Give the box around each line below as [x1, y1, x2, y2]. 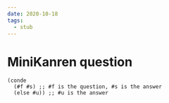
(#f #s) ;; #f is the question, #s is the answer [13, 83, 162, 90]
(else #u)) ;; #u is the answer [13, 90, 109, 97]
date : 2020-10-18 [7, 10, 58, 18]
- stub [13, 23, 33, 30]
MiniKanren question [7, 54, 132, 70]
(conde [7, 77, 27, 85]
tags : [7, 17, 23, 24]
